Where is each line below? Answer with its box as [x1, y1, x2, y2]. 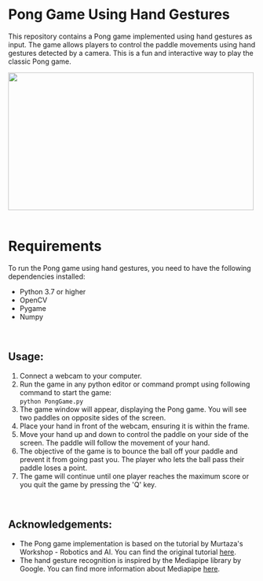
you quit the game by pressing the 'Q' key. [19, 479, 157, 489]
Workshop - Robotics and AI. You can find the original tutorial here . [19, 547, 237, 557]
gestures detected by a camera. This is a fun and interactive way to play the [8, 48, 254, 57]
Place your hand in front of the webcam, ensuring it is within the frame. [19, 421, 250, 431]
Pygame [19, 303, 47, 313]
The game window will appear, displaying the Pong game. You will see [19, 404, 247, 414]
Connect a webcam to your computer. [19, 371, 143, 380]
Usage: [8, 350, 45, 364]
